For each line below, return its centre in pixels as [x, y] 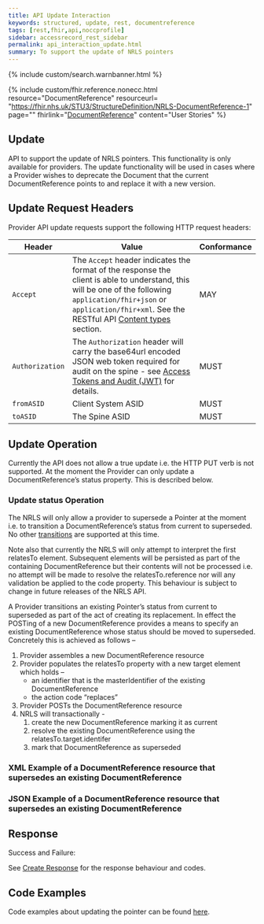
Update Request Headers [71, 208]
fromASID [28, 403]
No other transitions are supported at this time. [84, 534]
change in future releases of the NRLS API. [77, 591]
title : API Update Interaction [59, 15]
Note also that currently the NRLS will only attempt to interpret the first [122, 549]
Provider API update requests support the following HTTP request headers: [130, 227]
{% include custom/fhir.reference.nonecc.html [83, 90]
